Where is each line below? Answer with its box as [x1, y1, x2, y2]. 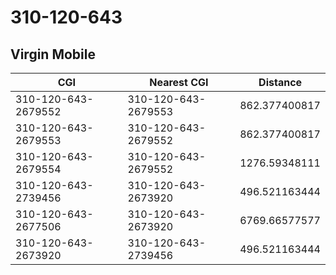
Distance [258, 76, 303, 89]
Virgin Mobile [10, 46, 96, 63]
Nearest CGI [149, 76, 209, 89]
